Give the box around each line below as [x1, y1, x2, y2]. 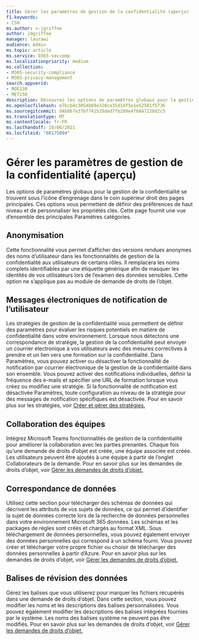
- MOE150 [6, 86, 28, 92]
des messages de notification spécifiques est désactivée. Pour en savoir [6, 395, 183, 403]
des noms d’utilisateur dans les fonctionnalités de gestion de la [6, 252, 160, 259]
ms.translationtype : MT [6, 113, 65, 119]
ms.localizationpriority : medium [6, 58, 89, 64]
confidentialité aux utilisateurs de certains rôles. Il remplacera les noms [6, 259, 179, 266]
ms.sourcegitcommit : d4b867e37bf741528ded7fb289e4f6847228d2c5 [6, 108, 166, 114]
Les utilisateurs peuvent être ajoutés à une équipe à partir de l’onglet [6, 454, 174, 461]
